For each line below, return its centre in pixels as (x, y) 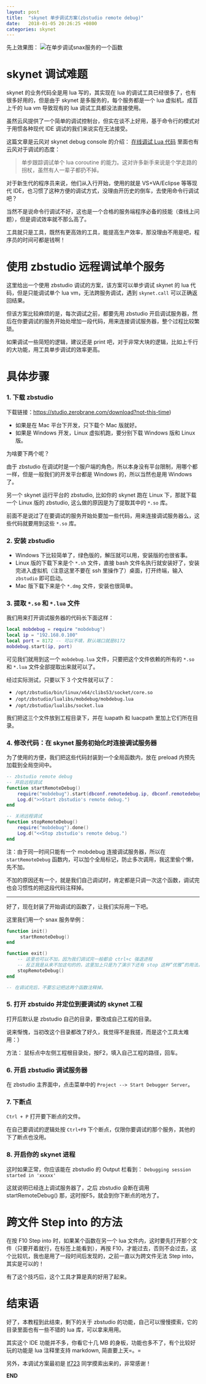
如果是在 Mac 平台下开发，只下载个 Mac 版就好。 (78, 425)
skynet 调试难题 (47, 75)
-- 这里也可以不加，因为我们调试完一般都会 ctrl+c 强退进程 (85, 959)
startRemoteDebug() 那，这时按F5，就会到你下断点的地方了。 (84, 1195)
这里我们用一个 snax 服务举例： (46, 919)
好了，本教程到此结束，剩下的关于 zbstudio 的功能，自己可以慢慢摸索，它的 (102, 1322)
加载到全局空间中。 (31, 765)
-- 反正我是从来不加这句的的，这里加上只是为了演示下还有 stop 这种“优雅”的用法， (110, 965)
